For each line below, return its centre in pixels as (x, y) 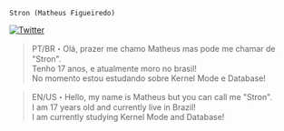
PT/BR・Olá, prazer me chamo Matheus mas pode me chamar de (153, 49)
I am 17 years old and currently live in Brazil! (114, 107)
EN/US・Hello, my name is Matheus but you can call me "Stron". (152, 97)
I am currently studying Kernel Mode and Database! (128, 117)
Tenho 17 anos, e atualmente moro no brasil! (114, 69)
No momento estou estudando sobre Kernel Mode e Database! (148, 78)
